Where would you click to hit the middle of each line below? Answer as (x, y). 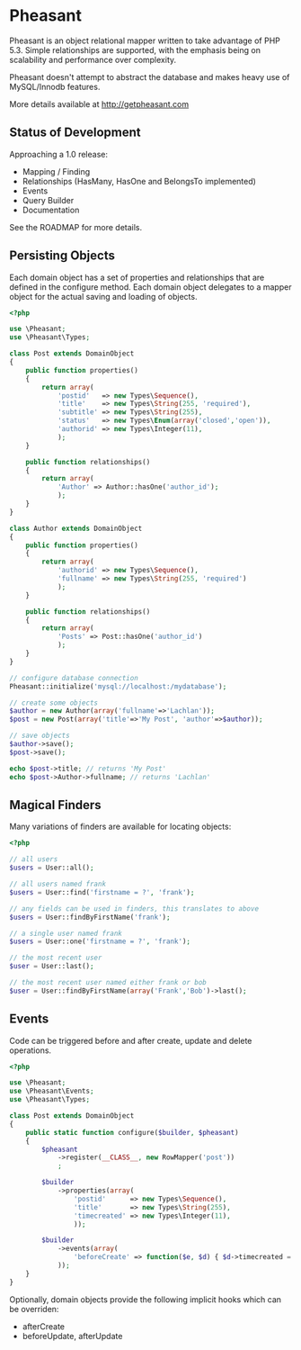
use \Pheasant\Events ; (52, 1091)
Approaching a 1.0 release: (58, 154)
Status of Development (75, 133)
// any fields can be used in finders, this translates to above (134, 909)
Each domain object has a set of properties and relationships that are (137, 277)
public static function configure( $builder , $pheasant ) (133, 1132)
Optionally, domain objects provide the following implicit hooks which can (145, 1299)
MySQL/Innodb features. (55, 86)
